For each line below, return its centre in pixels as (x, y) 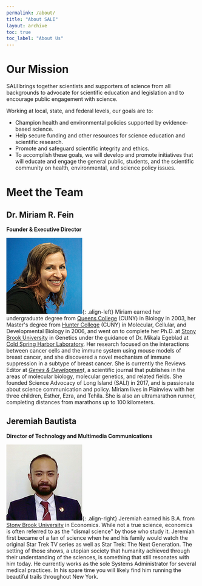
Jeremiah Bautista (42, 422)
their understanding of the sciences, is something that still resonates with (98, 557)
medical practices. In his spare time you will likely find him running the (94, 570)
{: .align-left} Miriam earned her (122, 312)
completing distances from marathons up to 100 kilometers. (81, 402)
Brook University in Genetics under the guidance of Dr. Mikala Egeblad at (98, 338)
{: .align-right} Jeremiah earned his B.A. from (139, 518)
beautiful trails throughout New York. (52, 576)
